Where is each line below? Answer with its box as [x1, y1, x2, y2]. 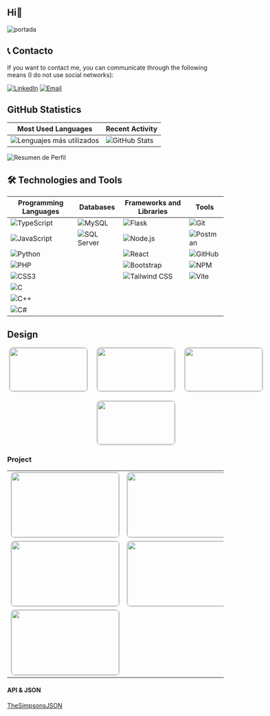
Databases [78, 202, 115, 212]
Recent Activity [105, 124, 158, 134]
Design [7, 328, 38, 340]
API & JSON [7, 686, 41, 694]
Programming [18, 198, 64, 208]
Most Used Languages [16, 124, 93, 134]
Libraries [137, 207, 168, 217]
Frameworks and [124, 198, 181, 208]
